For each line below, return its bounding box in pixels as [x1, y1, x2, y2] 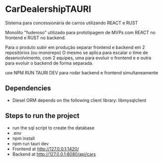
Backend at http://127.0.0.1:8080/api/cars [12, 151, 96, 157]
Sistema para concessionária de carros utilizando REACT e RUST [5, 20, 138, 26]
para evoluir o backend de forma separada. [5, 60, 94, 66]
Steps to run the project [5, 111, 80, 120]
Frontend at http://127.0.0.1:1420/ [12, 146, 79, 152]
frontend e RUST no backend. [5, 35, 66, 41]
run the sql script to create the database [12, 125, 95, 131]
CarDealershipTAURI [5, 3, 92, 15]
